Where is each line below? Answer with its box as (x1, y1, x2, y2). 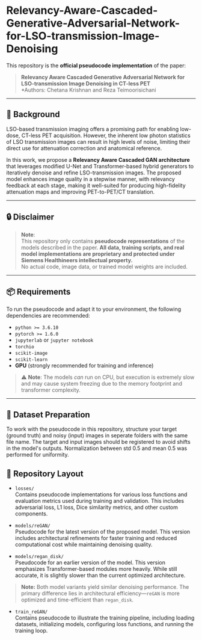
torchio (14, 344, 34, 350)
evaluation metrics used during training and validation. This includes (14, 497, 185, 504)
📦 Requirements (6, 286, 71, 297)
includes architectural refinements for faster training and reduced (14, 535, 177, 541)
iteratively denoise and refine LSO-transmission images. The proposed (6, 169, 182, 176)
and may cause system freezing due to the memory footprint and (20, 380, 182, 387)
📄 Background (6, 109, 60, 120)
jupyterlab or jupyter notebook (14, 336, 94, 343)
